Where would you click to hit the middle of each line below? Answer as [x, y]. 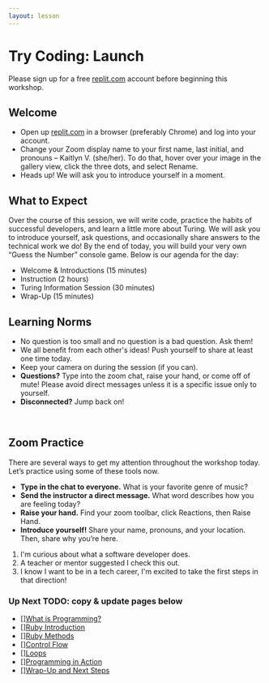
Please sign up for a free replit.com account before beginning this [118, 79]
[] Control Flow [44, 645]
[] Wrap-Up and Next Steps [65, 671]
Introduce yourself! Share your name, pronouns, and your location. [132, 530]
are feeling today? [50, 504]
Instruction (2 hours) [54, 279]
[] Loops [33, 653]
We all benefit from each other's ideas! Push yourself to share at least [137, 350]
